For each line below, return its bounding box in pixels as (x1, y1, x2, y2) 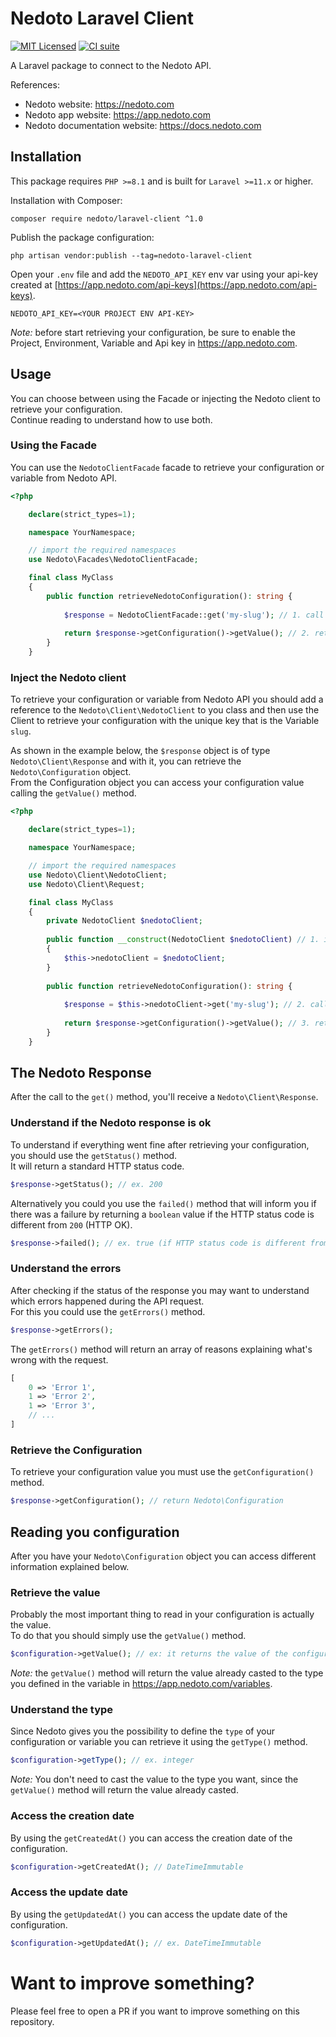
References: (10, 78, 60, 91)
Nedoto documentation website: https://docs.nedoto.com (24, 119, 262, 131)
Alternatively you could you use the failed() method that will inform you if (10, 1197, 317, 1209)
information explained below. (10, 1560, 130, 1572)
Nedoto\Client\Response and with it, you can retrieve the (10, 755, 242, 767)
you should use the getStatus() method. (10, 1149, 178, 1161)
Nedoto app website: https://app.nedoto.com (24, 108, 211, 121)
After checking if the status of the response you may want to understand (10, 1284, 310, 1296)
